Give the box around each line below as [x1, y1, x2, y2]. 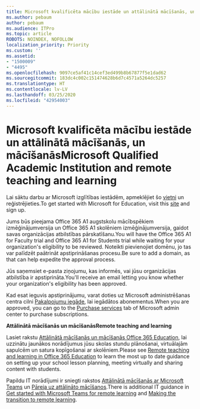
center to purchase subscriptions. [6, 311, 89, 318]
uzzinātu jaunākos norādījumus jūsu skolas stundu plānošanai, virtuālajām [6, 340, 188, 347]
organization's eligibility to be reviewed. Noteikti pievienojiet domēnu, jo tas [6, 243, 192, 250]
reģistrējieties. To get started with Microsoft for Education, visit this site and [6, 200, 190, 207]
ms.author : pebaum [6, 14, 52, 20]
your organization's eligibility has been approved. [6, 280, 127, 287]
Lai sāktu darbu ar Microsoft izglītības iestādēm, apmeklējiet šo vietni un [6, 193, 185, 200]
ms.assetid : [6, 53, 36, 59]
